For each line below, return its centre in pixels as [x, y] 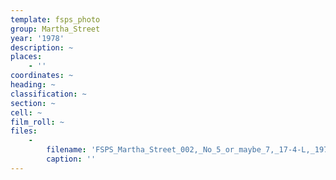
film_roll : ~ [37, 122]
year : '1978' [37, 38]
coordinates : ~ [42, 76]
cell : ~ [26, 112]
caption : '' [71, 159]
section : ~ [33, 103]
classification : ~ [48, 94]
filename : [66, 150]
